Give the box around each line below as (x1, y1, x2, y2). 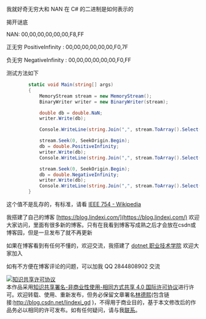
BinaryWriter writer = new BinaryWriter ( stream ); (39, 99, 169, 105)
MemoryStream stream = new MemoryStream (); (39, 93, 152, 99)
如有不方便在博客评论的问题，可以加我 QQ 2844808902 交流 (6, 263, 161, 270)
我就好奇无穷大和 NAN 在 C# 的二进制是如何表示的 (6, 6, 134, 12)
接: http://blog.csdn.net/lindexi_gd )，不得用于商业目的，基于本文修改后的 (6, 299, 191, 306)
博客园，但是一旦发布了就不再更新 (6, 229, 93, 236)
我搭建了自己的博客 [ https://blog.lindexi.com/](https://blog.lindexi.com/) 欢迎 (6, 213, 200, 221)
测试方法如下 (6, 69, 39, 77)
